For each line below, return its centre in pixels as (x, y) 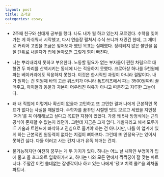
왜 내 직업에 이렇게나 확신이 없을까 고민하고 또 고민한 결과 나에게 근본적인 (82, 104)
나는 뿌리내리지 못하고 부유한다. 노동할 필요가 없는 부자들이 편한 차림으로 (82, 63)
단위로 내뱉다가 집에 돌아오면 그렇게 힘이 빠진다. (63, 52)
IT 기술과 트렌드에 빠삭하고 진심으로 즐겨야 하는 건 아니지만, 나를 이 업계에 (83, 128)
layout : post (18, 10)
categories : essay (24, 19)
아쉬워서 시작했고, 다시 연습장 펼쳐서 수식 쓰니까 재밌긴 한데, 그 (87, 39)
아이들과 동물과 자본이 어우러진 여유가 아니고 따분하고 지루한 (84, 87)
